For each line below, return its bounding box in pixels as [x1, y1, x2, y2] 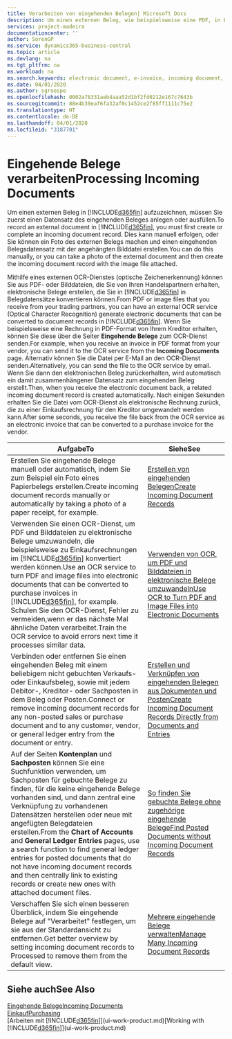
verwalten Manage [147, 930, 206, 939]
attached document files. [10, 888, 92, 898]
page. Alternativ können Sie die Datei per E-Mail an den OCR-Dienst [7, 354, 200, 362]
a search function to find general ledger [10, 844, 139, 854]
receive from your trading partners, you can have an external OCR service [7, 303, 217, 311]
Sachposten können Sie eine [10, 758, 105, 767]
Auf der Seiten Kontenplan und [10, 749, 113, 759]
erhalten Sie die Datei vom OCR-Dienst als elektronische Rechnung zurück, [7, 398, 221, 407]
